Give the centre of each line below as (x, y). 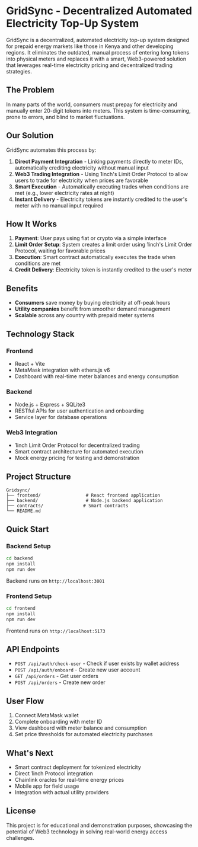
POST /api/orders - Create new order (60, 682)
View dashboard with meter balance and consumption (81, 728)
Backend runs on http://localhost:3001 (55, 581)
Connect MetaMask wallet (47, 715)
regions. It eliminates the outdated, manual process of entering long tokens (98, 52)
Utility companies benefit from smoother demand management (92, 309)
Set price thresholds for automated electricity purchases (84, 734)
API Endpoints (33, 649)
